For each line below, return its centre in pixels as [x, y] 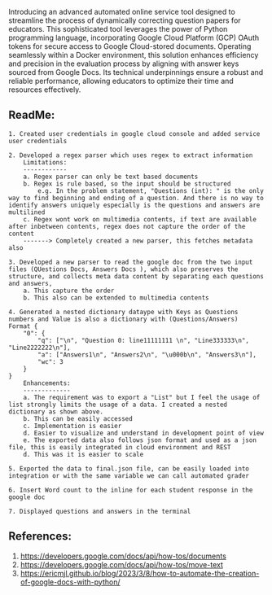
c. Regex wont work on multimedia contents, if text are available [140, 219]
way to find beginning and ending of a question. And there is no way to [136, 198]
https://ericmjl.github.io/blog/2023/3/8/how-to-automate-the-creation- [140, 573]
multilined [27, 212]
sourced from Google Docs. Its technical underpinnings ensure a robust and [136, 72]
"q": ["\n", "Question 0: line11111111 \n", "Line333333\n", [144, 340]
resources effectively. [45, 90]
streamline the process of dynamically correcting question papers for [125, 20]
